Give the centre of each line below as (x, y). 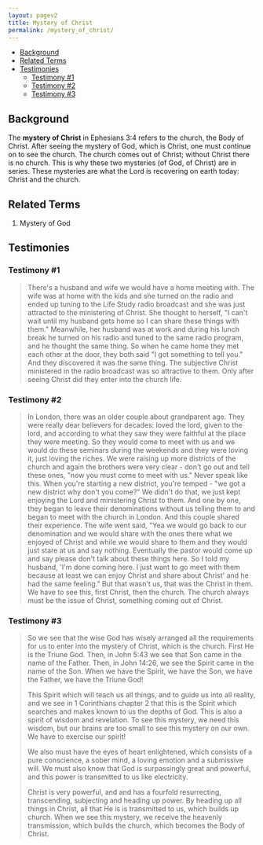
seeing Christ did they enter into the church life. (104, 379)
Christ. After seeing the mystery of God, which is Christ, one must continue (130, 146)
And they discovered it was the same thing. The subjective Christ (133, 362)
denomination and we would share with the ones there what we (130, 533)
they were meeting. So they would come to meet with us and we (131, 442)
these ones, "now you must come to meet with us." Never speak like (138, 475)
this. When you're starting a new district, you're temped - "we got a (136, 483)
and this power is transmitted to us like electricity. (108, 777)
